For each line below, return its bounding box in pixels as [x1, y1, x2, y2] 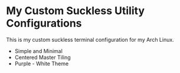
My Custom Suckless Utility [6, 4, 145, 18]
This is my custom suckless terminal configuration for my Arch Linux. [6, 36, 174, 43]
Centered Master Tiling [14, 54, 71, 61]
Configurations [6, 16, 82, 30]
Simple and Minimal [14, 47, 63, 54]
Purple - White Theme [14, 60, 69, 67]
